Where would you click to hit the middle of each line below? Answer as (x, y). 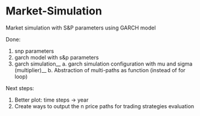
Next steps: (20, 88)
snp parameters (34, 51)
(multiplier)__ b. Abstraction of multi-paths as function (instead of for (100, 70)
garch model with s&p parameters (56, 57)
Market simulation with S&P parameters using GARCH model (81, 28)
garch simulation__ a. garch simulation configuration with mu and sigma (103, 64)
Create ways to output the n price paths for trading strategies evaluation (104, 106)
